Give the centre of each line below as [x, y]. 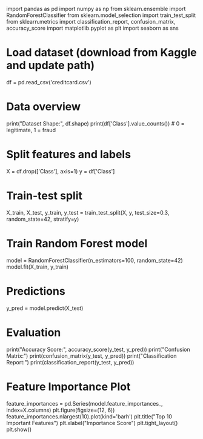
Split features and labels [69, 155]
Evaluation [34, 332]
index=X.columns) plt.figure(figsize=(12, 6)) [61, 410]
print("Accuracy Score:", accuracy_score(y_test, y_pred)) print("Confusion [98, 349]
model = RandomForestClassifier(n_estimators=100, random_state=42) [95, 260]
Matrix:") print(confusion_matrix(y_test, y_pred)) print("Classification [92, 356]
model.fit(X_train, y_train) [37, 267]
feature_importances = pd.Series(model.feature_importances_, [85, 403]
